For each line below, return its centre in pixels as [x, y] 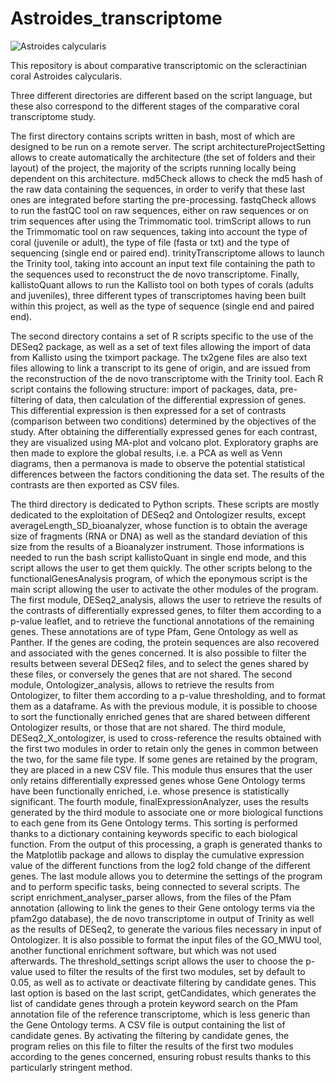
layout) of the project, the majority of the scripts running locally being [153, 168]
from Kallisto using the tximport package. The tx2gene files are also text [159, 357]
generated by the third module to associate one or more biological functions [167, 812]
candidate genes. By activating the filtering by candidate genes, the [150, 1035]
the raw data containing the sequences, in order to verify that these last [157, 189]
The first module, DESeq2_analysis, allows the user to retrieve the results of [166, 599]
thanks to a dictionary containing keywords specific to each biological [154, 833]
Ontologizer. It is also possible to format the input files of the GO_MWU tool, [166, 939]
